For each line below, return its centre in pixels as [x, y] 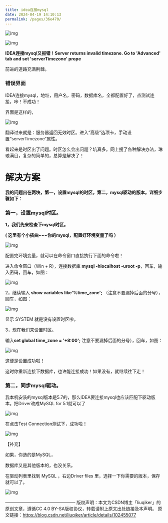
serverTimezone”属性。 [36, 138]
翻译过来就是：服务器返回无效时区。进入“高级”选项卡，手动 [66, 132]
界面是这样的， [20, 112]
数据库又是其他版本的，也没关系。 [40, 466]
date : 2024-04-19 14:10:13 [33, 14]
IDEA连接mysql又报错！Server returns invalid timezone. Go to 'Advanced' [83, 53]
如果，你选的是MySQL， [30, 455]
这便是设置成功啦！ [25, 361]
